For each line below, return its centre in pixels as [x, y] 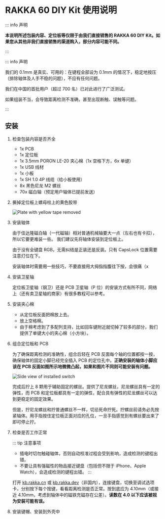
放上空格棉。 [33, 321]
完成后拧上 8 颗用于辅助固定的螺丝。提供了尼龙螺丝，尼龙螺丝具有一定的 [86, 386]
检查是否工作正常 [30, 432]
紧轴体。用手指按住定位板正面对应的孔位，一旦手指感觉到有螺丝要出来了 [85, 416]
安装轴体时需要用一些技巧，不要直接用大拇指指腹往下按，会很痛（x [80, 266]
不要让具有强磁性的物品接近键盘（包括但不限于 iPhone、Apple [83, 466]
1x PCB [27, 148]
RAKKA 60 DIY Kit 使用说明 [61, 10]
